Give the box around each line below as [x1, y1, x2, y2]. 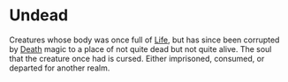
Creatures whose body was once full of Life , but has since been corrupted [9, 34, 280, 45]
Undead [9, 5, 69, 26]
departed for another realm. [9, 63, 110, 73]
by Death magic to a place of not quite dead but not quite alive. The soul [9, 43, 272, 54]
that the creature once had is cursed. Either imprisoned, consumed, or [9, 53, 265, 63]
